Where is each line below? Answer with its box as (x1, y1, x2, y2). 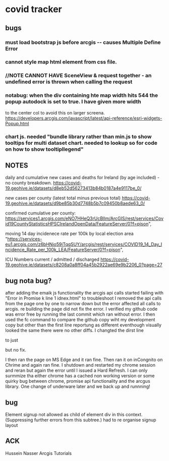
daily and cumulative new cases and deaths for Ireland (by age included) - (5, 175, 160, 181)
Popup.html (5, 120, 29, 127)
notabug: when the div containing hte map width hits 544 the (5, 92, 158, 99)
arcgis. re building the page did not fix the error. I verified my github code (5, 306, 158, 312)
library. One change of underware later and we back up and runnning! (5, 383, 150, 389)
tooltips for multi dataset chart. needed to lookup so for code (5, 139, 157, 146)
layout (5, 422, 18, 428)
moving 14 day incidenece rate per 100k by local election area (5, 231, 134, 237)
